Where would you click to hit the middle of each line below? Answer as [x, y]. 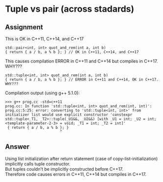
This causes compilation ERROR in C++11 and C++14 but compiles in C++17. [81, 61]
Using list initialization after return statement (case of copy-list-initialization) [81, 159]
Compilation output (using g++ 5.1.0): [42, 93]
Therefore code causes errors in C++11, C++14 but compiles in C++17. [76, 174]
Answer [17, 147]
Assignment [24, 27]
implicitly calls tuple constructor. [38, 164]
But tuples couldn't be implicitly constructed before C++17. [64, 169]
